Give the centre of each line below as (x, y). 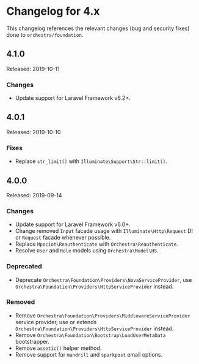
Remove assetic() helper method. (58, 348)
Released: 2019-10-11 (33, 69)
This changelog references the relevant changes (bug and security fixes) (98, 28)
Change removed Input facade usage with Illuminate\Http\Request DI (104, 231)
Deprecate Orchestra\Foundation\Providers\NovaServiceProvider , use (103, 279)
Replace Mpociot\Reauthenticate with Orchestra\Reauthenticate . (96, 244)
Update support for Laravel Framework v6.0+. (73, 224)
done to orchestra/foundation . (45, 34)
